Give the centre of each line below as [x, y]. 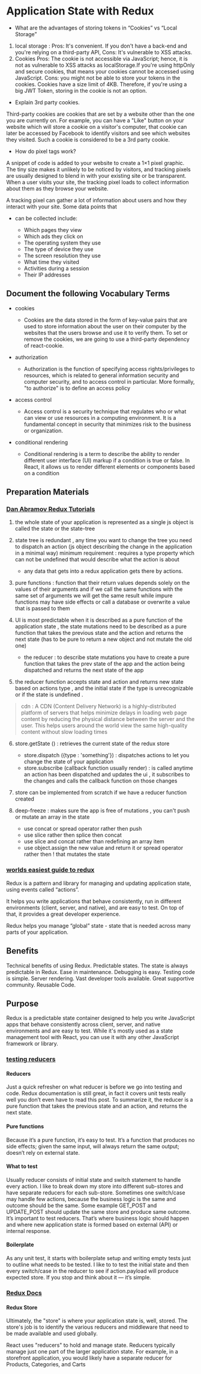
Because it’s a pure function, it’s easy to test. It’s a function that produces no [100, 1140]
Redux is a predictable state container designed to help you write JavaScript [100, 1018]
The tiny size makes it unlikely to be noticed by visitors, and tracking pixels [98, 169]
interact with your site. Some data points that [61, 207]
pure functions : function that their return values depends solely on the [102, 583]
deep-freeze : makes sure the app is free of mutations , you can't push [102, 811]
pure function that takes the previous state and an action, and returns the [97, 1106]
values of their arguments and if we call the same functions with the [99, 589]
